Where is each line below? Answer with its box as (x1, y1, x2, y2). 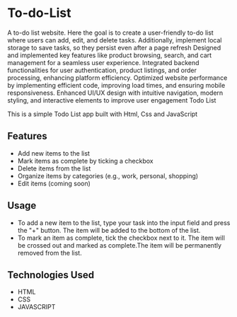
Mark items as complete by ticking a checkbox (17, 156, 154, 165)
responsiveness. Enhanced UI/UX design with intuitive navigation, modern (7, 88, 224, 97)
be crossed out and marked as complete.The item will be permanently (17, 241, 221, 249)
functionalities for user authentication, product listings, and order (7, 66, 197, 74)
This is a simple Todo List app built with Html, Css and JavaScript (7, 110, 198, 118)
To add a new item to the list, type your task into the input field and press (17, 218, 231, 227)
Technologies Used (7, 269, 94, 281)
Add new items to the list (17, 149, 91, 157)
